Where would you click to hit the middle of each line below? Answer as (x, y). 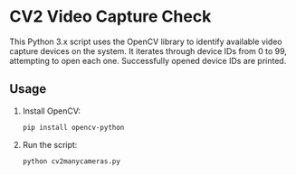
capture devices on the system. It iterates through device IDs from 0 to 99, (148, 51)
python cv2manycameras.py (71, 161)
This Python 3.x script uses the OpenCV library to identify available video (146, 41)
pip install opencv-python (73, 127)
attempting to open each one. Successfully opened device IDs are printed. (148, 60)
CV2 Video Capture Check (110, 17)
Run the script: (50, 144)
